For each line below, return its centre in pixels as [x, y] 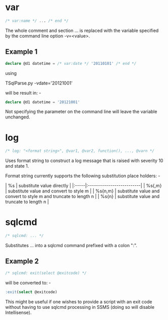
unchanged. [18, 117]
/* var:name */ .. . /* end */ [37, 21]
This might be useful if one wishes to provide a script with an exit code [79, 302]
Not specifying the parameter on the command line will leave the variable [81, 112]
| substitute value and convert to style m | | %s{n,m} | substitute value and [82, 191]
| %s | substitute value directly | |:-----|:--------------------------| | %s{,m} [83, 186]
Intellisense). [18, 312]
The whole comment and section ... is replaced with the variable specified [82, 30]
